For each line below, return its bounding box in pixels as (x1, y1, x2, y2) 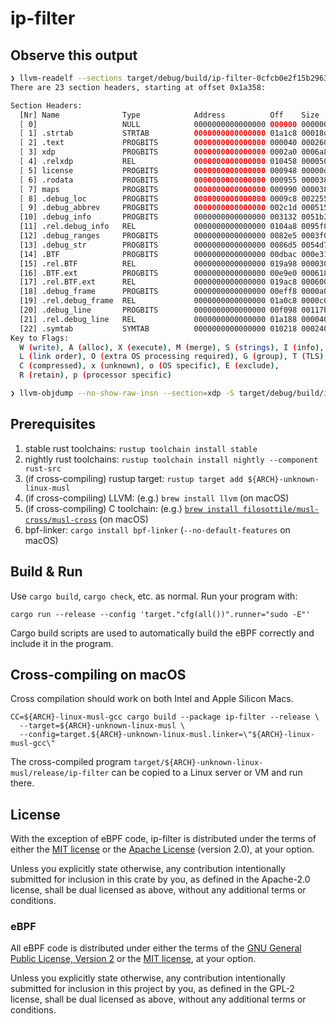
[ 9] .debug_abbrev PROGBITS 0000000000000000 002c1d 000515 (19, 203, 329, 213)
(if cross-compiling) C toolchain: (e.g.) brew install (24, 502, 239, 514)
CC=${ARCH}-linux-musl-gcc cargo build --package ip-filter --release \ (10, 712, 320, 722)
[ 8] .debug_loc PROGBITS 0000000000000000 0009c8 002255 (19, 193, 329, 204)
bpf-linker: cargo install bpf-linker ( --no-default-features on (24, 523, 291, 536)
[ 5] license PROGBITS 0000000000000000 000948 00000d (19, 165, 329, 176)
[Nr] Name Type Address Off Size (19, 110, 320, 120)
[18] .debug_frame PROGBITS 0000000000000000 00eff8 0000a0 (19, 287, 329, 297)
